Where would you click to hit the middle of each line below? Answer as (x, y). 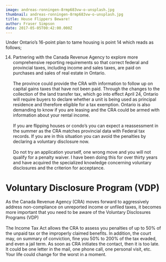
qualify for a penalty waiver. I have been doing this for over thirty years (85, 157)
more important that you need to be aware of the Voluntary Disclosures (78, 212)
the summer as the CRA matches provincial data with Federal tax (79, 131)
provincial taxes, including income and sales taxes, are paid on (77, 68)
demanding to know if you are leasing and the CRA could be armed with (86, 110)
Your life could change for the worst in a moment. (56, 255)
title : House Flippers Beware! (38, 19)
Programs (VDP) (22, 218)
